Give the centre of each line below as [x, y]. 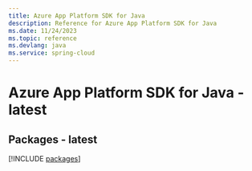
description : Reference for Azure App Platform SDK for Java [113, 23]
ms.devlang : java [37, 46]
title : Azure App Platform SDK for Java [77, 16]
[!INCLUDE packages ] [45, 159]
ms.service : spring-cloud [51, 53]
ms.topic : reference [43, 38]
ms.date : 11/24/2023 [43, 31]
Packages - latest [53, 139]
